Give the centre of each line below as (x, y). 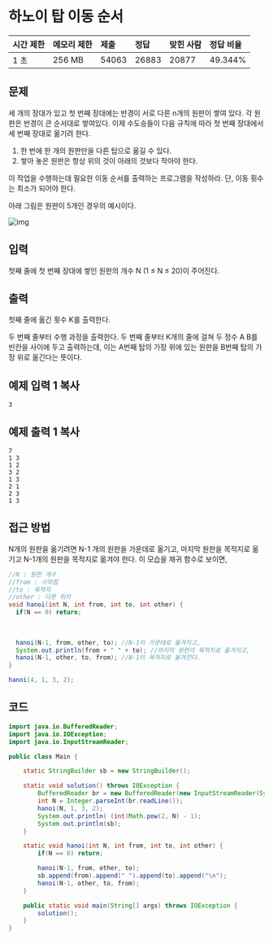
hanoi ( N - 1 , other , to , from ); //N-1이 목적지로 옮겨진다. (108, 658)
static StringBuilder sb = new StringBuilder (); (107, 771)
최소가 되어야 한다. (46, 188)
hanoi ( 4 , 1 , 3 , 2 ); (41, 680)
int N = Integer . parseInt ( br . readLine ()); (110, 801)
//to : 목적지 (30, 590)
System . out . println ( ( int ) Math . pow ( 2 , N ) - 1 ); (119, 816)
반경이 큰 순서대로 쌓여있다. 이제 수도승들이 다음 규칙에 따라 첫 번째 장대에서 (143, 123)
